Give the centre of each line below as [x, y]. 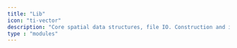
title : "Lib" [26, 14]
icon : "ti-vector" [34, 20]
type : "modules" [33, 34]
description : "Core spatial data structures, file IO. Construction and [116, 27]
